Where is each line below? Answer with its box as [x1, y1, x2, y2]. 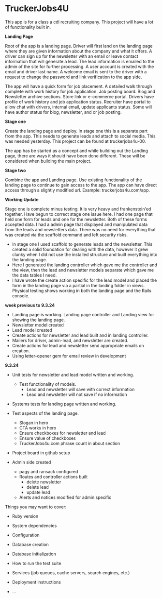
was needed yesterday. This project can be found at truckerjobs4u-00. [5, 138, 146, 144]
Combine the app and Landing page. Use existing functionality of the [5, 177, 143, 183]
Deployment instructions [12, 579, 61, 585]
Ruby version [12, 513, 39, 519]
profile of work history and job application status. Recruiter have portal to [5, 99, 151, 104]
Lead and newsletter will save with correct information [26, 386, 135, 392]
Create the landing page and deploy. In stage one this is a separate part [5, 128, 147, 134]
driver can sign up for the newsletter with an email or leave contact [5, 53, 139, 59]
